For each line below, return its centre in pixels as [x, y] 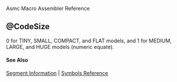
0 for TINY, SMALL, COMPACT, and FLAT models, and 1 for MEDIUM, [89, 41]
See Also [17, 60]
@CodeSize [28, 26]
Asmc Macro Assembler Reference [48, 8]
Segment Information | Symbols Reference [57, 73]
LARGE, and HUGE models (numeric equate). [60, 47]
